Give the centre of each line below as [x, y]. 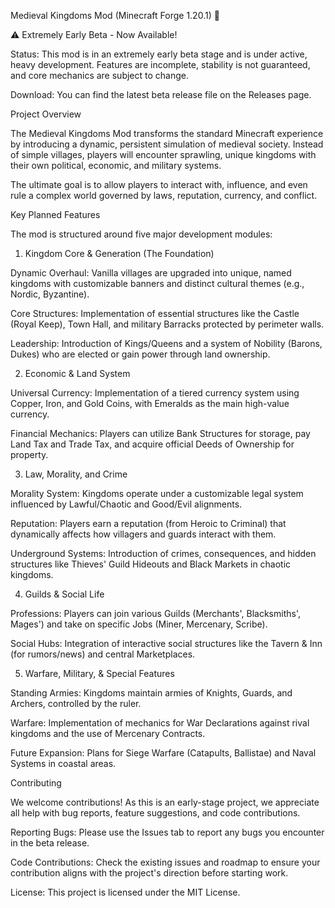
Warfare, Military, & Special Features [99, 673]
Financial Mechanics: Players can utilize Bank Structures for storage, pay [160, 433]
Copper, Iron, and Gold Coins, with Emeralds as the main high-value [150, 403]
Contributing [36, 783]
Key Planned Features [55, 214]
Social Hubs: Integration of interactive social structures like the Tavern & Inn [166, 643]
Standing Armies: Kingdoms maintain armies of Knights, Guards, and [151, 693]
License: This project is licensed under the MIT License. [125, 892]
